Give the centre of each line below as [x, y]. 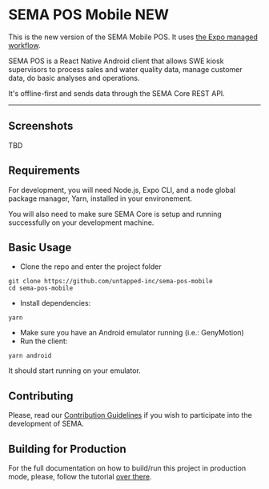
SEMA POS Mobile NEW [89, 15]
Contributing [41, 396]
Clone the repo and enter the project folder [90, 267]
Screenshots [41, 126]
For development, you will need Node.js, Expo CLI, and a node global [122, 190]
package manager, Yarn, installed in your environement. [100, 198]
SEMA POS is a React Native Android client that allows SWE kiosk [116, 61]
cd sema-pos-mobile [41, 289]
